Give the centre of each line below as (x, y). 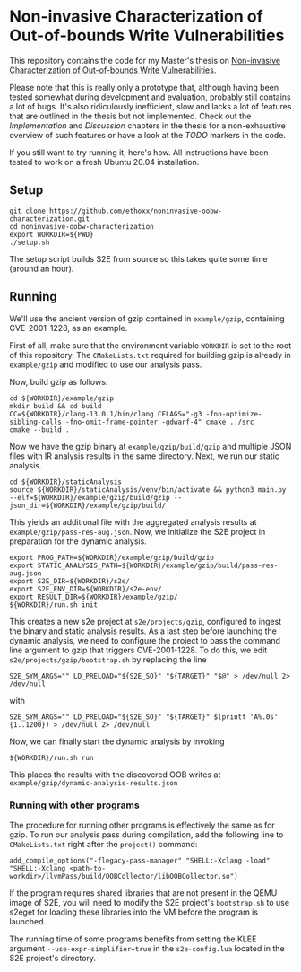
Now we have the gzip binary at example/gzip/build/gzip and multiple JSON (150, 446)
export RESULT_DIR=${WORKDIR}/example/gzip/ (94, 597)
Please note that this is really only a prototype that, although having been (144, 87)
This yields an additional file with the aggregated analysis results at (133, 521)
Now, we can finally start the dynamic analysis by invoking (117, 741)
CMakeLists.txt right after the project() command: (103, 844)
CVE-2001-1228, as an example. (69, 328)
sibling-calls (36, 422)
